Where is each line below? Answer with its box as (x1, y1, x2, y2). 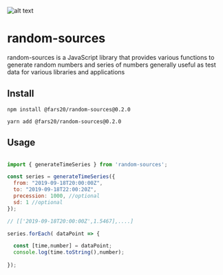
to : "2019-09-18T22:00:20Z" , (13, 186, 97, 193)
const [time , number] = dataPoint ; (13, 243, 112, 250)
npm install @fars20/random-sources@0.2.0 (7, 106, 131, 113)
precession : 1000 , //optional (13, 192, 100, 199)
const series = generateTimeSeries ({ (7, 173, 116, 180)
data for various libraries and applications (7, 67, 125, 76)
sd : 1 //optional (13, 199, 63, 206)
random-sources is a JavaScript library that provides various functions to (7, 53, 215, 61)
